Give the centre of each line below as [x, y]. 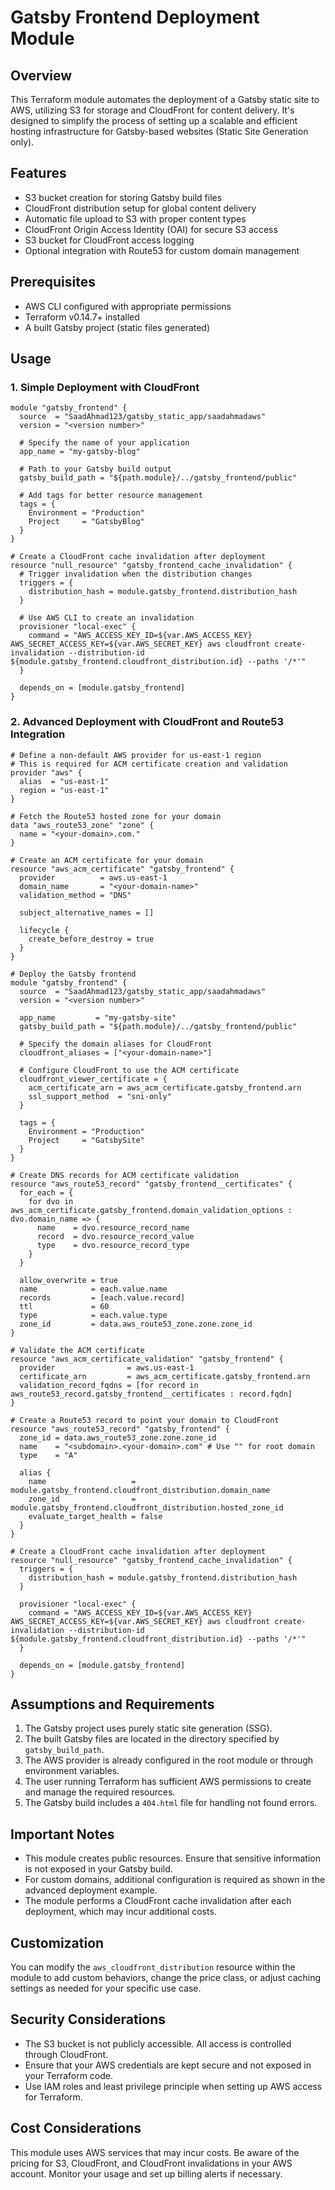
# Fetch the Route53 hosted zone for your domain [116, 816]
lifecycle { [44, 930]
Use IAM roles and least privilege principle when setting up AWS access [173, 2086]
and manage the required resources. [100, 1792]
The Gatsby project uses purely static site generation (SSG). [148, 1728]
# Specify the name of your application [104, 443]
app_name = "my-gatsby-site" [98, 1017]
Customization [57, 1942]
